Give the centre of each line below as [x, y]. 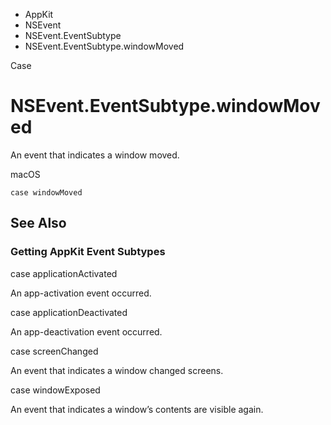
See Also [38, 223]
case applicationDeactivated [69, 312]
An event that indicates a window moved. [95, 155]
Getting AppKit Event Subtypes [88, 252]
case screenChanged [54, 351]
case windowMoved [46, 192]
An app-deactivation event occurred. [86, 331]
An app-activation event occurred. [81, 293]
